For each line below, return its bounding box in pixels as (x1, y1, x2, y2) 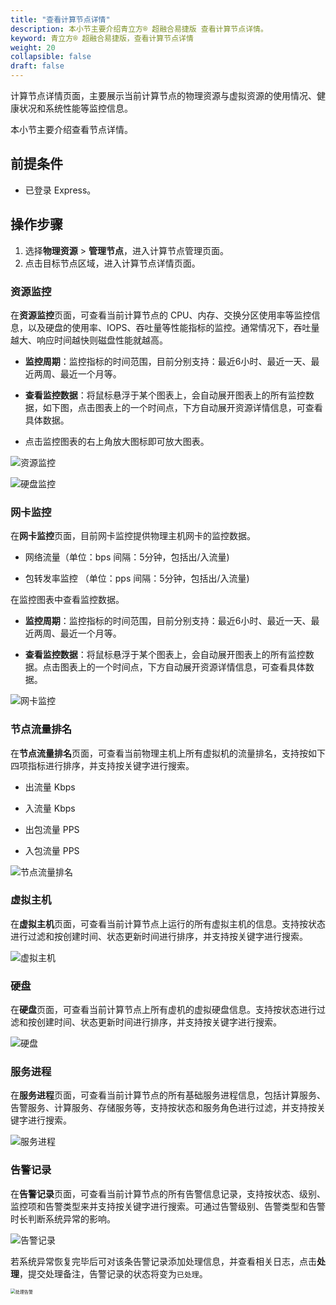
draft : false (10, 61, 65, 71)
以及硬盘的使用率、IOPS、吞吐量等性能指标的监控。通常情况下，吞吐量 (27, 321, 320, 333)
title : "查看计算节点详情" (10, 14, 111, 25)
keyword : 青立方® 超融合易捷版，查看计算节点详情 (10, 33, 194, 43)
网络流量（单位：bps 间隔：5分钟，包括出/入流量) (24, 551, 230, 563)
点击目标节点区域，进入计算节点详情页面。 (24, 257, 201, 269)
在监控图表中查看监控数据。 (10, 594, 125, 606)
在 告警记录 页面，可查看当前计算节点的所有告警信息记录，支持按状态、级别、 (10, 1187, 326, 1200)
